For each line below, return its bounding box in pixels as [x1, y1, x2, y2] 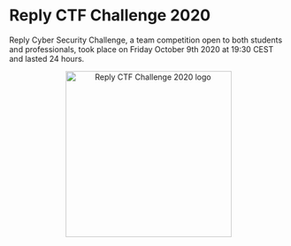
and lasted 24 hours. [9, 53, 85, 64]
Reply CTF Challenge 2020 [9, 5, 211, 26]
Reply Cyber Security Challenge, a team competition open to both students [9, 35, 283, 45]
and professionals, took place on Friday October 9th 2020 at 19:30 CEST [9, 43, 274, 54]
